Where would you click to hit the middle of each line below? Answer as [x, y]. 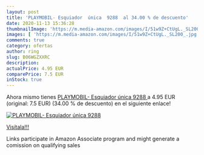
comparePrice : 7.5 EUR [35, 74]
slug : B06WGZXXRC [28, 57]
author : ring [23, 52]
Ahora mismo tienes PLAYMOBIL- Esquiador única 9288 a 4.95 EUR [91, 97]
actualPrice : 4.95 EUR [35, 68]
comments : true [25, 40]
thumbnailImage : [27, 29]
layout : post [23, 12]
